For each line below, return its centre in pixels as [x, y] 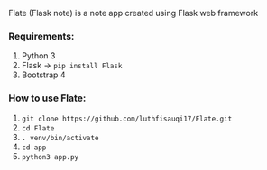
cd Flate [38, 128]
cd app [34, 148]
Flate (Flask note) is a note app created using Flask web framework [133, 13]
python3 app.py [50, 157]
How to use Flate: [47, 98]
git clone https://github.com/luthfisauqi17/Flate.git [127, 119]
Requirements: [41, 36]
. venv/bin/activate [60, 138]
